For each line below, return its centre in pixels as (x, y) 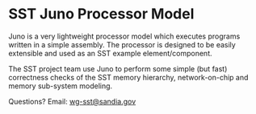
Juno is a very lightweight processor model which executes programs (124, 36)
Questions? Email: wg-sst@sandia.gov (72, 101)
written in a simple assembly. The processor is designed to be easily (122, 44)
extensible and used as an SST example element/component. (110, 53)
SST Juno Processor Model (101, 14)
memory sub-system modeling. (61, 86)
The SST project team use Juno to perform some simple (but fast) (118, 68)
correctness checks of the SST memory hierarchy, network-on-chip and (128, 77)
